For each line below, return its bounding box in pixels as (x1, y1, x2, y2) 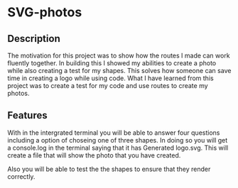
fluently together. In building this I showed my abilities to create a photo (7, 59, 217, 67)
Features (7, 109, 48, 121)
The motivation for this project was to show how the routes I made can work (7, 51, 230, 60)
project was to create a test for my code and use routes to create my (7, 82, 208, 89)
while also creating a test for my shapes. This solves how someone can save (7, 67, 232, 74)
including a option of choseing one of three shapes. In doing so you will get (7, 136, 228, 144)
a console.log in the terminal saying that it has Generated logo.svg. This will (7, 143, 229, 152)
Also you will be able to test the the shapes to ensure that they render (7, 165, 211, 173)
